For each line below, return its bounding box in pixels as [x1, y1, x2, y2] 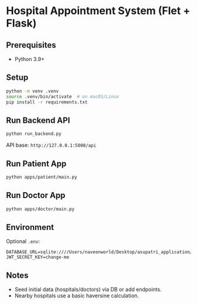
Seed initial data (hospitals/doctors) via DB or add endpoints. [14, 286, 162, 293]
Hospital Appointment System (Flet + [6, 4, 191, 18]
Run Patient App [6, 159, 67, 169]
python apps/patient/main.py [6, 174, 77, 180]
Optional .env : [6, 238, 40, 245]
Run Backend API [6, 115, 70, 125]
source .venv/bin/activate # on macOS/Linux [6, 93, 119, 99]
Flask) [6, 16, 37, 30]
